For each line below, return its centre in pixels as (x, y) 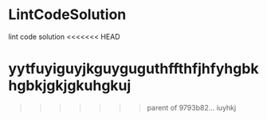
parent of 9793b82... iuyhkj (192, 107)
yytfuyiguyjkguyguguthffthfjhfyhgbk (133, 69)
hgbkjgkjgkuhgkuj (70, 86)
